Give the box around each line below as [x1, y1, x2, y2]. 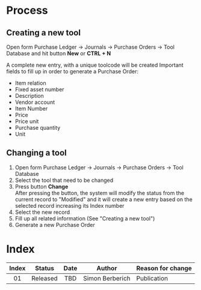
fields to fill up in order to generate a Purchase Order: [6, 68, 138, 75]
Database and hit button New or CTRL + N [6, 50, 111, 57]
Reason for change [136, 264, 193, 272]
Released [31, 274, 58, 282]
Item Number [14, 105, 48, 112]
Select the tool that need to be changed [14, 177, 114, 184]
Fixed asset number [14, 86, 64, 93]
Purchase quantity [14, 124, 61, 131]
